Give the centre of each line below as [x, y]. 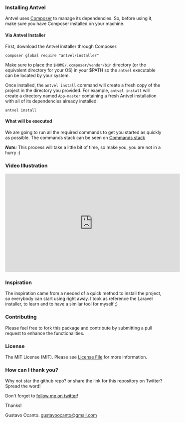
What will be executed [29, 121]
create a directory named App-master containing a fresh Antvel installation [81, 95]
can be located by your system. [37, 75]
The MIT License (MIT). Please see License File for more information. [76, 357]
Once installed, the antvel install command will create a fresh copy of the [83, 85]
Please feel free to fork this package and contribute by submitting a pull [79, 328]
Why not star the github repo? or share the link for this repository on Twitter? [84, 381]
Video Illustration [26, 165]
